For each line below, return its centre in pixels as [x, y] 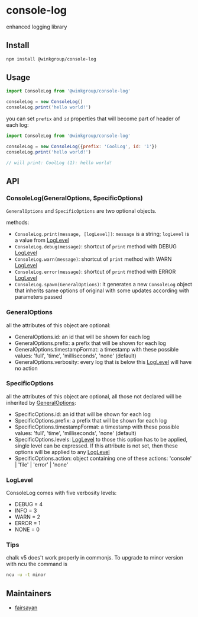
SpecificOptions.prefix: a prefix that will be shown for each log [91, 420]
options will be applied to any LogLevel [62, 452]
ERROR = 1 [27, 523]
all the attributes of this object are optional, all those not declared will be [94, 396]
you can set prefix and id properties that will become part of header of [93, 119]
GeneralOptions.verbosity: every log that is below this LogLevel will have [103, 362]
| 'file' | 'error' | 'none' [41, 464]
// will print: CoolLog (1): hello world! [59, 163]
